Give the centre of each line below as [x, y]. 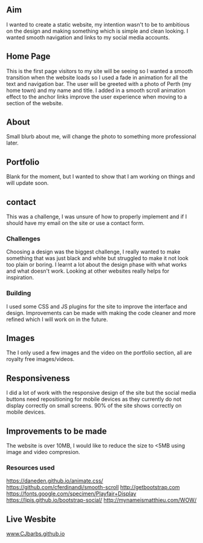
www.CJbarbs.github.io [36, 534]
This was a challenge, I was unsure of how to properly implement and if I [97, 216]
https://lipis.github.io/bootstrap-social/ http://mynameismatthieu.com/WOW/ [101, 500]
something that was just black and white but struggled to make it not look [97, 258]
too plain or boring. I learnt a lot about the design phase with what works [97, 265]
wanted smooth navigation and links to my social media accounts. [88, 37]
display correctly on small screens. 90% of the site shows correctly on [94, 406]
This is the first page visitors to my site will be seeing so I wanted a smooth [100, 71]
